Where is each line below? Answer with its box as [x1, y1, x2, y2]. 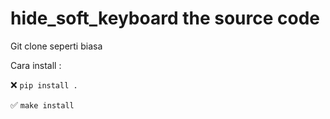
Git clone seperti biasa [10, 40, 103, 52]
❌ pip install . [10, 78, 78, 91]
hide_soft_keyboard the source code [10, 7, 320, 30]
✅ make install [10, 98, 75, 111]
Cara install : [10, 59, 62, 71]
